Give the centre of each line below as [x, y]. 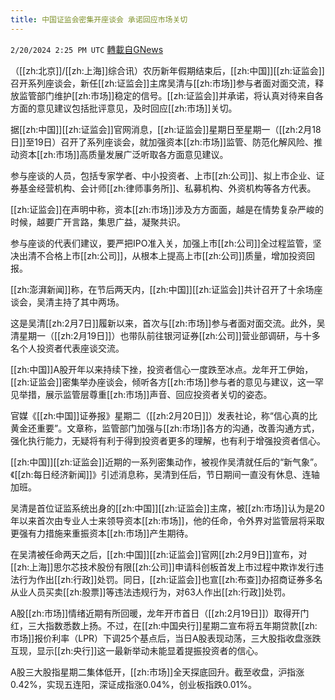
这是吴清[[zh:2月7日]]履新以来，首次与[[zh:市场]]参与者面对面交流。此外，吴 [168, 323]
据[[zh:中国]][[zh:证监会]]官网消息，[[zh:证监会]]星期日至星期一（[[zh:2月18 [166, 129]
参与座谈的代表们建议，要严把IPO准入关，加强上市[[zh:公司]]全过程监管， [161, 243]
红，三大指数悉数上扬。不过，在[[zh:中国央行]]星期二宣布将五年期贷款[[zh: [164, 625]
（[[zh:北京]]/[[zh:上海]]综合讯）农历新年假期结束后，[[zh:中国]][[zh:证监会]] [167, 70]
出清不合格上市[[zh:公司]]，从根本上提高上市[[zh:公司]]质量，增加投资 [162, 255]
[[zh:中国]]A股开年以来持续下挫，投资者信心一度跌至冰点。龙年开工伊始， [162, 369]
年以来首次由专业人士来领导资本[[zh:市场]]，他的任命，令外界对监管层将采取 [167, 520]
